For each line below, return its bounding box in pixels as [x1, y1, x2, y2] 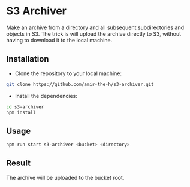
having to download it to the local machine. [6, 36, 113, 44]
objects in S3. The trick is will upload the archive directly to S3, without [6, 30, 182, 37]
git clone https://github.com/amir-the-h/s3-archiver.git [6, 81, 154, 87]
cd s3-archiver [6, 103, 44, 110]
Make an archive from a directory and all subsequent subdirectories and [6, 24, 185, 31]
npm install [6, 109, 36, 115]
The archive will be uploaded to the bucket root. [6, 174, 125, 181]
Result [6, 158, 31, 168]
